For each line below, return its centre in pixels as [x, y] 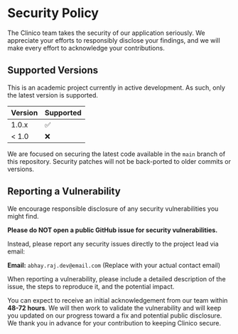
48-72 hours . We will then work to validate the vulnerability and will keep [114, 308]
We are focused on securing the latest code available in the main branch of [117, 154]
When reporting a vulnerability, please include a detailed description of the [117, 278]
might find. [23, 216]
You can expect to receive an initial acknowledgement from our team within [118, 300]
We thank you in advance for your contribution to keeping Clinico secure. [114, 323]
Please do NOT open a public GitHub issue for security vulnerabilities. [113, 230]
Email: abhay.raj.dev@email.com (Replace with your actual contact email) [114, 265]
